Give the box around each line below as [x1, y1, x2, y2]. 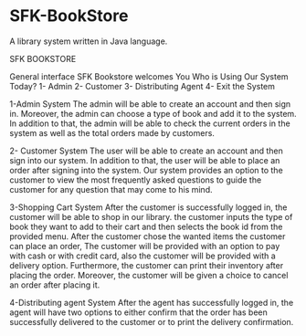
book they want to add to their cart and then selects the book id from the [9, 221, 283, 232]
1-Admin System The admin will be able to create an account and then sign [9, 98, 291, 110]
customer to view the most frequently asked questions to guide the [9, 174, 262, 185]
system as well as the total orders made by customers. [9, 127, 215, 138]
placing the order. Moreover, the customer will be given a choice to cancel [9, 269, 289, 280]
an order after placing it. [9, 279, 100, 290]
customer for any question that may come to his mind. [9, 184, 213, 194]
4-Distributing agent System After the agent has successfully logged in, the [9, 297, 294, 308]
